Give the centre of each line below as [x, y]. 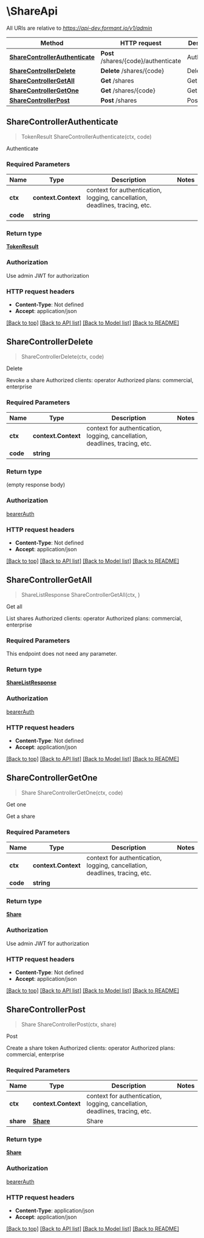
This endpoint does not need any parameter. [62, 654]
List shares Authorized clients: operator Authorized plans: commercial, [94, 618]
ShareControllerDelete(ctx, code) [63, 356]
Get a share [21, 816]
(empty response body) [36, 485]
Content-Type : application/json [54, 1210]
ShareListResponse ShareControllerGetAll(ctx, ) [80, 594]
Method [52, 43]
